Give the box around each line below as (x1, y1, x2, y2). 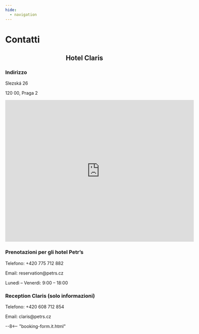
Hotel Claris (65, 54, 104, 62)
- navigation (10, 12, 37, 17)
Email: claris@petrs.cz (5, 313, 51, 319)
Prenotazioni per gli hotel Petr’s (5, 249, 84, 256)
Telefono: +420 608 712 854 (5, 303, 64, 310)
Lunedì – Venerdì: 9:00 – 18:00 (5, 280, 68, 286)
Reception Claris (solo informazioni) (5, 292, 95, 299)
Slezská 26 (5, 80, 29, 86)
